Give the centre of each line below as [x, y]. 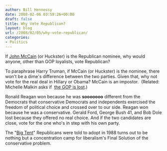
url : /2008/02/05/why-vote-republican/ [47, 33]
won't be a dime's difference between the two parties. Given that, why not [81, 76]
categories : [17, 38]
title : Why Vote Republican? [35, 24]
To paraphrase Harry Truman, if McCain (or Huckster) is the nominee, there [83, 71]
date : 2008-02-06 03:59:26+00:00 [40, 14]
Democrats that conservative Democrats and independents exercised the [80, 102]
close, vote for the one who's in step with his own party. [63, 123]
